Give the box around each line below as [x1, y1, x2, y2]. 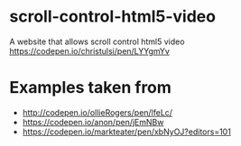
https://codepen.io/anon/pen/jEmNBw [22, 116, 164, 127]
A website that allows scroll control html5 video [9, 36, 185, 47]
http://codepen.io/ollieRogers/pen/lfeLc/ [22, 106, 173, 118]
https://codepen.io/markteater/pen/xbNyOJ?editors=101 [22, 126, 232, 137]
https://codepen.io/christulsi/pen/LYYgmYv [9, 45, 170, 56]
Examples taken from [9, 78, 171, 98]
